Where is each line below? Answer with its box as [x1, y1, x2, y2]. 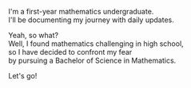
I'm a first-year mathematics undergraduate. [8, 7, 154, 16]
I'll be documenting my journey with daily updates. [8, 15, 174, 25]
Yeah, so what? [8, 31, 58, 40]
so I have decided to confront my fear [8, 48, 133, 56]
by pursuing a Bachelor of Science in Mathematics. [8, 55, 177, 65]
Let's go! [8, 71, 38, 80]
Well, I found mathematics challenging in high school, [8, 39, 184, 48]
